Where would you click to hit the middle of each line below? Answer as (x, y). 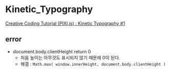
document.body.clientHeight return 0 (52, 51)
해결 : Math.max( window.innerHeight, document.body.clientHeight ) (93, 64)
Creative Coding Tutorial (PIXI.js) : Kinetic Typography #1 (65, 23)
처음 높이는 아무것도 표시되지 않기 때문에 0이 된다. (70, 57)
